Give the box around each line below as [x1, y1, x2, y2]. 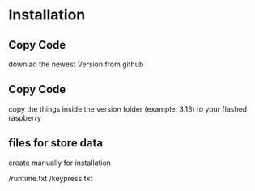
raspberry [8, 112, 42, 122]
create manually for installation [8, 158, 112, 168]
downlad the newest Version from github [8, 59, 144, 69]
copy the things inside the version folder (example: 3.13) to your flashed [8, 104, 248, 114]
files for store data [8, 136, 104, 151]
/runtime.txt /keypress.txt [8, 173, 93, 183]
